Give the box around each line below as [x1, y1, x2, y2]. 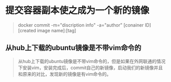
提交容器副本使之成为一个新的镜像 [5, 5, 150, 16]
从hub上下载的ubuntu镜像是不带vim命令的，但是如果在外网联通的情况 [17, 58, 166, 64]
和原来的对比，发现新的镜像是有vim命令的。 [17, 71, 111, 77]
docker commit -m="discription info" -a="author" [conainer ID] [17, 22, 151, 28]
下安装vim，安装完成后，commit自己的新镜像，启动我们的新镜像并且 [17, 65, 163, 71]
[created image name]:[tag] [17, 27, 77, 33]
